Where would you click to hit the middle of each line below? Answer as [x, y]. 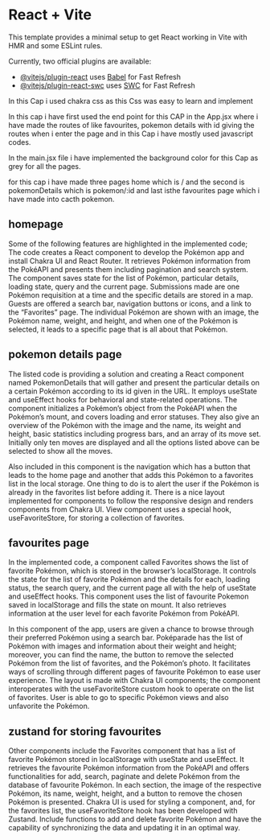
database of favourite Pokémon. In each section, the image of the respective [135, 785]
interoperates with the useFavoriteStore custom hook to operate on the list [131, 689]
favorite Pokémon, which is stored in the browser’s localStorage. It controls [133, 571]
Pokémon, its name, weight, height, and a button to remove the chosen [125, 793]
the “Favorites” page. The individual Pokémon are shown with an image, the [134, 312]
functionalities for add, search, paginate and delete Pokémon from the [124, 776]
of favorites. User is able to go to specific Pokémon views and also [119, 698]
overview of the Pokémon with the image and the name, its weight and [125, 425]
